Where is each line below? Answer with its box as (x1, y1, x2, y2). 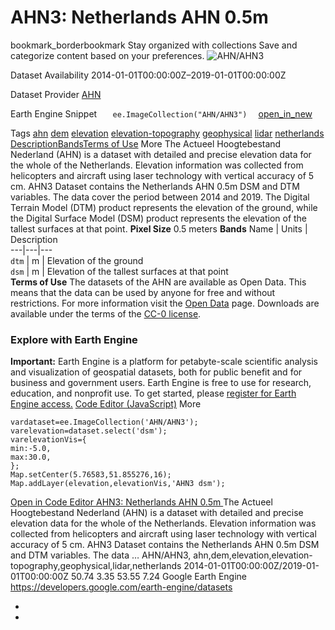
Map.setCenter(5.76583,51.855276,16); (10, 470, 172, 480)
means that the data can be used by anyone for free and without (10, 286, 276, 298)
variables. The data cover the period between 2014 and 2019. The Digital (10, 191, 310, 203)
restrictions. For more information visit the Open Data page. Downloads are (10, 297, 320, 309)
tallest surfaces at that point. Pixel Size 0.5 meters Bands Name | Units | (10, 222, 308, 235)
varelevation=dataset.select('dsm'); (10, 426, 168, 436)
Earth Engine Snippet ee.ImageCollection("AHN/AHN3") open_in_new (10, 107, 313, 120)
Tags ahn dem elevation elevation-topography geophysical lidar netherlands (10, 127, 325, 139)
